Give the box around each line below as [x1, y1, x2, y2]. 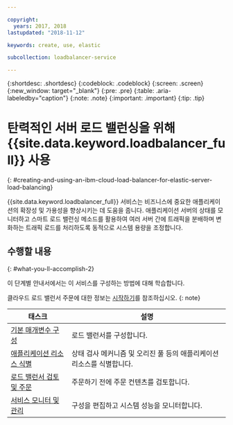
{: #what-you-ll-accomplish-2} [7, 264, 95, 272]
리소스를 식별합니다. [71, 358, 133, 368]
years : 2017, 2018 [13, 22, 67, 30]
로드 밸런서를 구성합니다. [71, 330, 148, 340]
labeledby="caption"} [7, 94, 69, 103]
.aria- [155, 87, 171, 95]
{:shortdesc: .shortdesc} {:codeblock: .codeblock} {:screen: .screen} [7, 79, 204, 87]
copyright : [7, 16, 39, 23]
